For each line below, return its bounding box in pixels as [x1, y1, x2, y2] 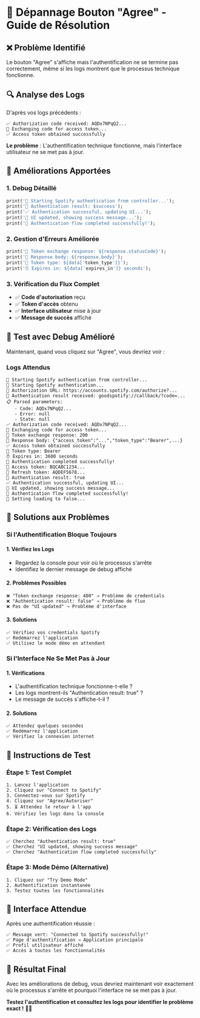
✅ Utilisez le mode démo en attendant [6, 640, 105, 646]
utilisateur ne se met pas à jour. [6, 148, 85, 155]
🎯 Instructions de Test [6, 750, 91, 760]
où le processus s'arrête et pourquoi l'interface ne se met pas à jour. [6, 986, 178, 994]
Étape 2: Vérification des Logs [6, 825, 97, 833]
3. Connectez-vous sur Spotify [6, 792, 85, 799]
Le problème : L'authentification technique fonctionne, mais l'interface [6, 142, 182, 149]
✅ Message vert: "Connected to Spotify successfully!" [6, 932, 149, 938]
